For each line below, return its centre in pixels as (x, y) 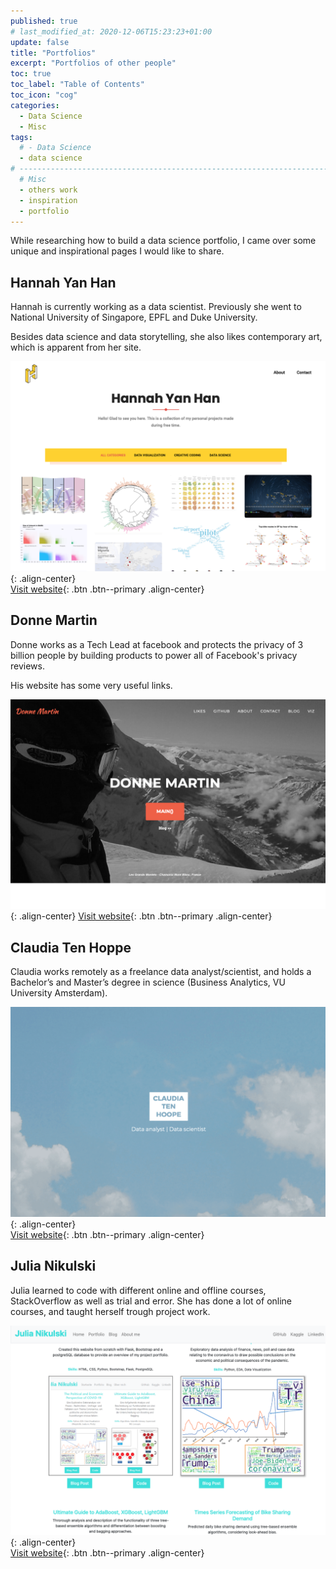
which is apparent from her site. (76, 347)
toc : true (31, 74)
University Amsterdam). (59, 993)
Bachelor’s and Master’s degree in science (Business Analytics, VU (148, 982)
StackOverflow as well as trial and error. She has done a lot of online (151, 1301)
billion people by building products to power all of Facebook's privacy (154, 655)
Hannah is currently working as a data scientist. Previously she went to (156, 307)
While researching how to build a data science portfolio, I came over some (163, 241)
